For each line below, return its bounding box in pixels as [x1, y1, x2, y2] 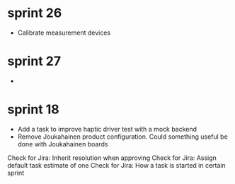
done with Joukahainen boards [17, 139, 108, 148]
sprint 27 [7, 53, 62, 69]
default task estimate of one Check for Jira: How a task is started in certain [7, 161, 226, 169]
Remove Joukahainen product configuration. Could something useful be [17, 132, 228, 141]
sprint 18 [7, 101, 60, 117]
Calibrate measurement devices [17, 28, 111, 37]
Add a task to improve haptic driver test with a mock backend [17, 125, 197, 133]
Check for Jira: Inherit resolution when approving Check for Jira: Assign [7, 154, 217, 162]
